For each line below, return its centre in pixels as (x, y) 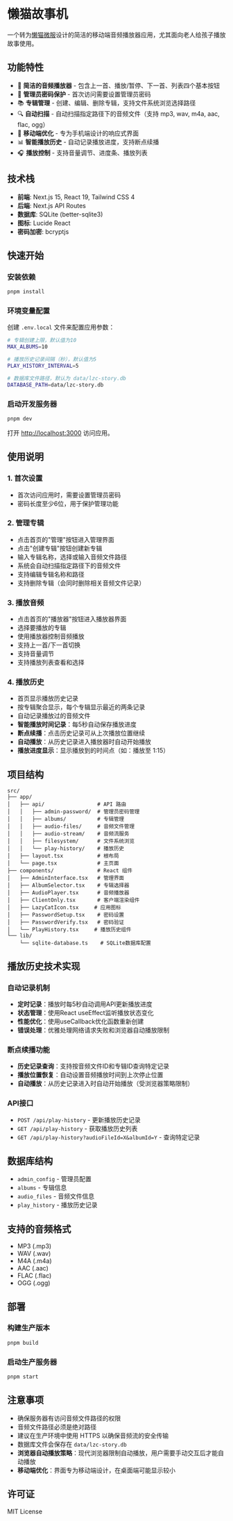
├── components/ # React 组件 (70, 871)
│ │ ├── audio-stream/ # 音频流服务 (68, 834)
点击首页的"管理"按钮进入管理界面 (66, 539)
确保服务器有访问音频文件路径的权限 (69, 1418)
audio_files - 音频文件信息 (56, 1196)
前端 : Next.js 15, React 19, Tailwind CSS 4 (76, 197)
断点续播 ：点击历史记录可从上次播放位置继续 (81, 733)
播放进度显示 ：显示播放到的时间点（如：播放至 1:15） (93, 751)
